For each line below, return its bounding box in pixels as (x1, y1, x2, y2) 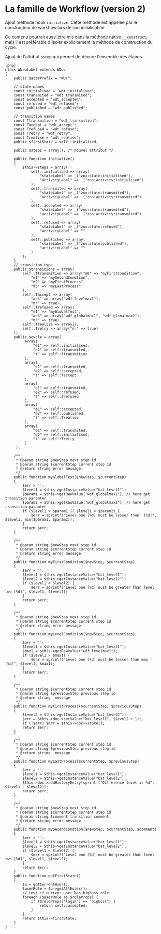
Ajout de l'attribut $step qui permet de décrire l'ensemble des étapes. (5, 53, 144, 59)
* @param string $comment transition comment (15, 814, 109, 819)
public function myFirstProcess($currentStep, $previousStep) (14, 704, 142, 709)
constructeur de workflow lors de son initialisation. (5, 24, 106, 30)
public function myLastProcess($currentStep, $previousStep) (14, 759, 139, 764)
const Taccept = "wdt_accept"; (14, 122, 77, 127)
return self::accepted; (39, 903, 88, 908)
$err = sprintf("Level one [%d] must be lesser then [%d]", (30, 513, 157, 517)
